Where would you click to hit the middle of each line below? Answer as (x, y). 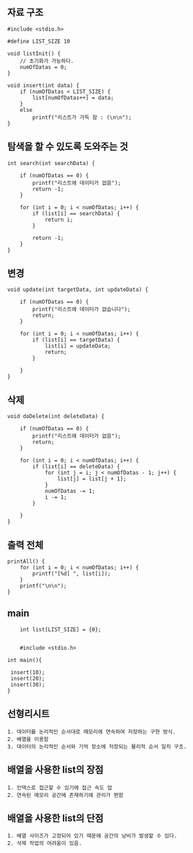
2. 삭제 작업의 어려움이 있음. (45, 844)
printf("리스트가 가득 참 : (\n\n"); (82, 117)
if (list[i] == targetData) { (76, 340)
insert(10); (28, 672)
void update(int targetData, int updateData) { (78, 290)
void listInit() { (34, 53)
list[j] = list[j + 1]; (92, 479)
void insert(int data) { (43, 85)
